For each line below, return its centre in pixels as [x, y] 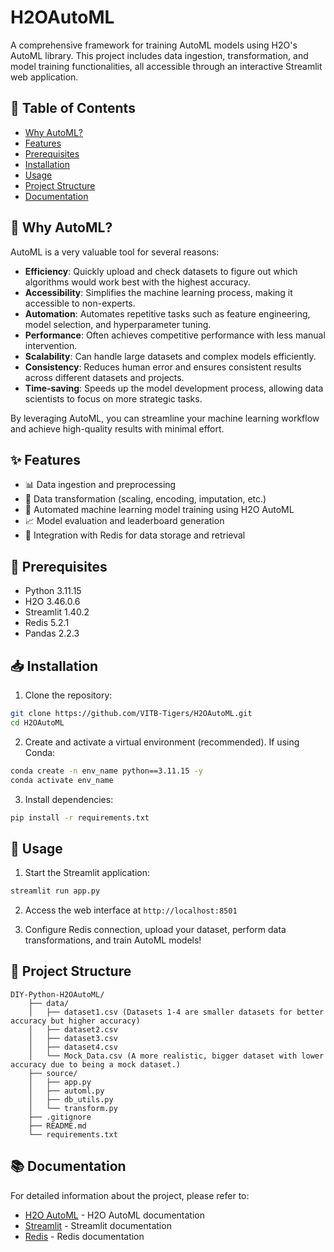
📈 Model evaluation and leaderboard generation [124, 521]
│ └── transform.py [73, 1108]
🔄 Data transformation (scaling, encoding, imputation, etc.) [145, 499]
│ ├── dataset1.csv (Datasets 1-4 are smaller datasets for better [176, 1012]
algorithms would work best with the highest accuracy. [137, 282]
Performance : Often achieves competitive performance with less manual [175, 335]
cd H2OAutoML [37, 722]
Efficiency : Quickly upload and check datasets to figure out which [161, 271]
